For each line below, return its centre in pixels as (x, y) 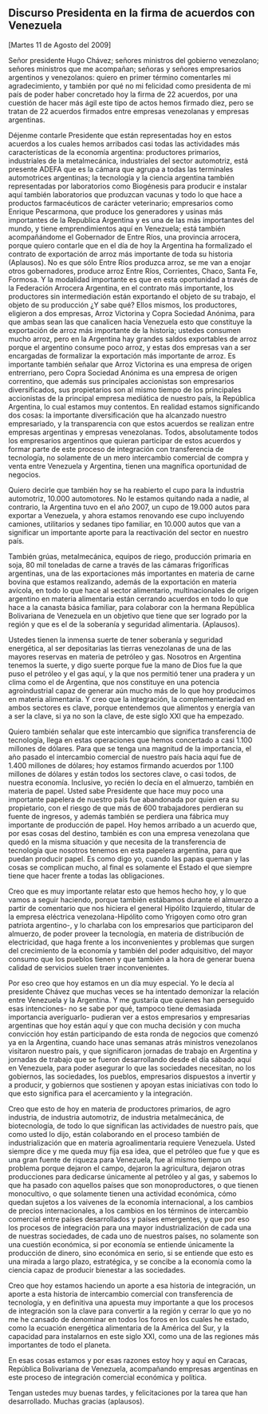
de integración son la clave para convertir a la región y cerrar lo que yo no (130, 1311)
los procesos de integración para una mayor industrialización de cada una (130, 1227)
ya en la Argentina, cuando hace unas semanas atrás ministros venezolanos (133, 1042)
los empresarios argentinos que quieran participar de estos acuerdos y (125, 440)
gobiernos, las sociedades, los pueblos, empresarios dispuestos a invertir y (132, 1076)
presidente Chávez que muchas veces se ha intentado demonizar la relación (134, 991)
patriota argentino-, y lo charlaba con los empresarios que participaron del (131, 925)
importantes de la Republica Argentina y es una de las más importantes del (131, 220)
